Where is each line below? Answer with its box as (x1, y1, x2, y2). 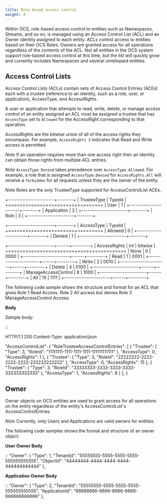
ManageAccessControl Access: (5, 295, 70, 301)
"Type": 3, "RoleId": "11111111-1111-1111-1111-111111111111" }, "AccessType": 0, (5, 349, 156, 355)
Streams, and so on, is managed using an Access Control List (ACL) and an (5, 31, 160, 37)
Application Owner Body (5, 473, 57, 479)
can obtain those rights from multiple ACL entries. (5, 157, 108, 163)
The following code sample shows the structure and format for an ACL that (5, 284, 159, 290)
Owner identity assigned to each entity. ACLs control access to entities (5, 36, 151, 43)
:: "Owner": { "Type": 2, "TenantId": (5, 482, 78, 488)
